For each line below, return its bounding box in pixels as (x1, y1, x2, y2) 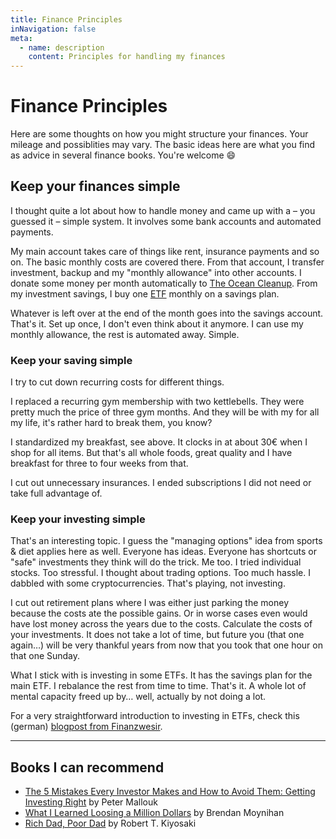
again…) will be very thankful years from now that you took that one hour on (10, 639, 323, 651)
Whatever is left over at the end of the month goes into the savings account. (10, 307, 324, 319)
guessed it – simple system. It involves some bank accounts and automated (10, 215, 322, 227)
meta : (10, 33, 33, 43)
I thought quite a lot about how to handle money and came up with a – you (10, 204, 316, 216)
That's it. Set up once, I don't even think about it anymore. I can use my (10, 317, 304, 330)
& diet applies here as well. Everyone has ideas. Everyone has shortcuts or (10, 546, 317, 558)
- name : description (19, 42, 105, 53)
